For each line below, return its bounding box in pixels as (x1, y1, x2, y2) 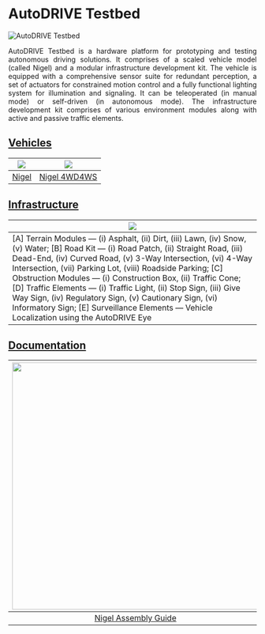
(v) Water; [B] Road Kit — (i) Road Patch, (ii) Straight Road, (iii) (12, 243, 243, 254)
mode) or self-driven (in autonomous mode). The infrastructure (8, 96, 257, 106)
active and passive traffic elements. (8, 113, 124, 123)
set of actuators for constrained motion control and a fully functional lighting (8, 80, 257, 89)
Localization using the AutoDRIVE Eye (12, 311, 152, 323)
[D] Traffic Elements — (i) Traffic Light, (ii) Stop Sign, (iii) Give (12, 282, 241, 293)
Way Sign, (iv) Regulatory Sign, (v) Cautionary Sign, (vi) (12, 292, 218, 303)
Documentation (8, 338, 87, 352)
